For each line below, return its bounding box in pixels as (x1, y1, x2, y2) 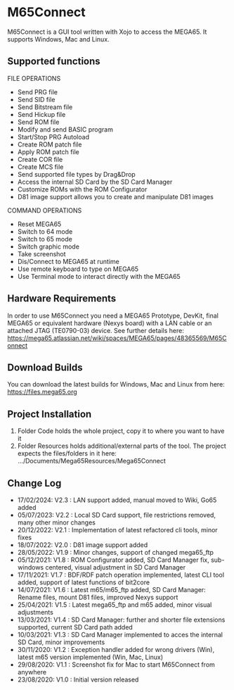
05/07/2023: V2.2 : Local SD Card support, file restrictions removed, (17, 511, 216, 519)
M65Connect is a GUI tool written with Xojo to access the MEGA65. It (7, 27, 207, 36)
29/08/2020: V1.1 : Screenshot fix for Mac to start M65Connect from (17, 660, 216, 669)
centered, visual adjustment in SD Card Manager (45, 563, 186, 571)
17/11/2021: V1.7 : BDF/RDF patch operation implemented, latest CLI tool (17, 571, 225, 579)
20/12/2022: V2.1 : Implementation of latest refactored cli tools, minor (17, 526, 218, 534)
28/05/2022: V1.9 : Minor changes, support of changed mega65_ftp (17, 548, 214, 556)
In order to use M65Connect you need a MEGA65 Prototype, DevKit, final (7, 311, 219, 320)
